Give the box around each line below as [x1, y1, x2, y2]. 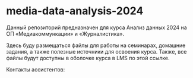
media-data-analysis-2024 [6, 4, 144, 18]
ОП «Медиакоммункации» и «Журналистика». [6, 30, 125, 37]
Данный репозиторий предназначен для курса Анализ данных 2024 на [6, 24, 187, 31]
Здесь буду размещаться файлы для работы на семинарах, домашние [6, 42, 186, 49]
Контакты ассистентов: [6, 65, 65, 73]
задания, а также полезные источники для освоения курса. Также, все [6, 48, 187, 55]
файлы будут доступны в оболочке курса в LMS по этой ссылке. [6, 54, 170, 61]
